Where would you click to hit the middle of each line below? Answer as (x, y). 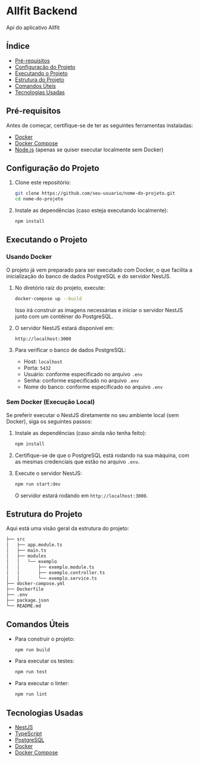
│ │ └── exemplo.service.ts (52, 578)
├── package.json (28, 601)
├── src (16, 539)
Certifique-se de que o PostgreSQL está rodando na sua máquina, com (102, 455)
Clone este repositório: (43, 182)
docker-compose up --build (48, 298)
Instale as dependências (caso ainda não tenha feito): (80, 433)
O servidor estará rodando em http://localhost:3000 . (81, 495)
